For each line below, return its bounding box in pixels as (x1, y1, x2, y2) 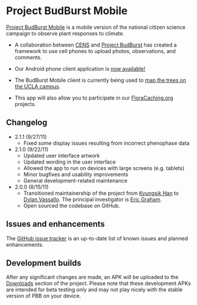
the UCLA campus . (14, 82, 61, 89)
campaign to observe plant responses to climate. (6, 29, 125, 37)
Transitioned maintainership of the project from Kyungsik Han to (23, 190, 179, 197)
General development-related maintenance (23, 177, 128, 184)
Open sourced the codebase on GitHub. (23, 202, 121, 209)
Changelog (6, 118, 48, 128)
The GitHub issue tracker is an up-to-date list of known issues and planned (6, 234, 188, 242)
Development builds (6, 258, 81, 268)
